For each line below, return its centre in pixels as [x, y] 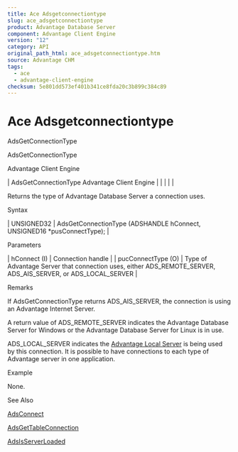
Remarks [20, 287]
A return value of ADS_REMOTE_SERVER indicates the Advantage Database [118, 323]
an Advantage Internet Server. [52, 309]
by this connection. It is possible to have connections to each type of [108, 351]
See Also [21, 400]
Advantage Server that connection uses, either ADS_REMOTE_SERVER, [111, 266]
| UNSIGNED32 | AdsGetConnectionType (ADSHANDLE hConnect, [104, 224]
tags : [15, 67]
